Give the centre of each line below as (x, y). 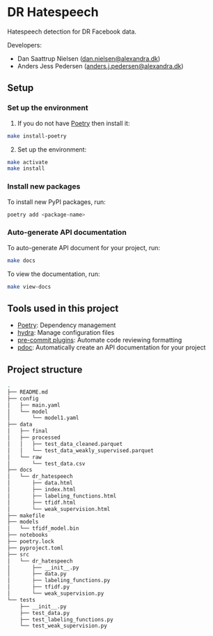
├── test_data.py (45, 613)
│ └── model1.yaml (43, 418)
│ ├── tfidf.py (39, 587)
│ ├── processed (34, 438)
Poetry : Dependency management (66, 325)
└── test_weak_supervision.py (64, 626)
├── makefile (26, 515)
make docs (22, 260)
